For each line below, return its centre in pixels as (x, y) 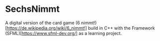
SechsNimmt (32, 9)
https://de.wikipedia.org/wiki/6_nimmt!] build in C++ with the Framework (81, 28)
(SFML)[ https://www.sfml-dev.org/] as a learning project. (64, 33)
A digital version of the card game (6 (43, 23)
